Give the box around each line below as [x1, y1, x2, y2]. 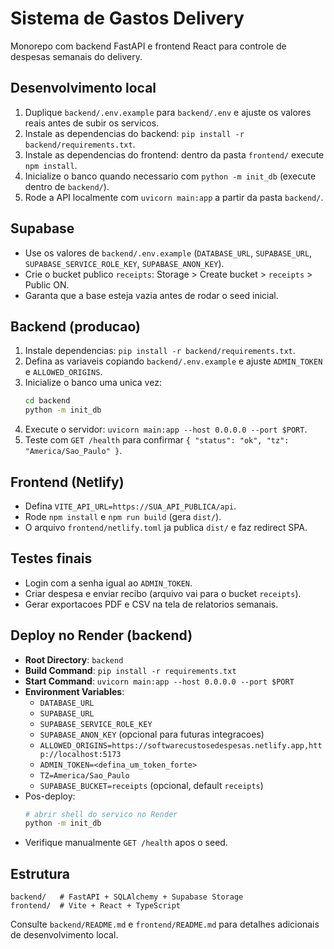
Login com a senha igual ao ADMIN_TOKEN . [24, 577, 193, 589]
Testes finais [10, 550, 93, 567]
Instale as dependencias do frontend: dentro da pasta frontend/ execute [24, 148, 325, 161]
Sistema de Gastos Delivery [10, 7, 245, 30]
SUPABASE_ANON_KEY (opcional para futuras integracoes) [39, 728, 265, 740]
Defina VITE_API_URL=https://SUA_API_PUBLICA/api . [24, 500, 237, 512]
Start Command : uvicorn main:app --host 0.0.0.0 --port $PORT [24, 675, 295, 687]
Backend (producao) [10, 318, 141, 335]
